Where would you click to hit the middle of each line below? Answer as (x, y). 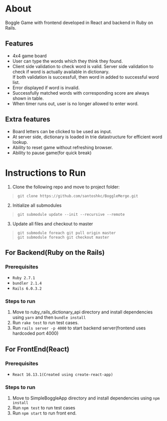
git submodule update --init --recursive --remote (71, 214)
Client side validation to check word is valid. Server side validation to (83, 66)
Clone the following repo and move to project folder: (66, 187)
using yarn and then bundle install (49, 317)
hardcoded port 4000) (35, 333)
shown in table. (28, 98)
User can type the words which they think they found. (68, 61)
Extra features (28, 119)
